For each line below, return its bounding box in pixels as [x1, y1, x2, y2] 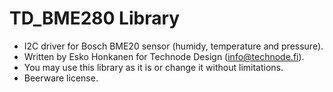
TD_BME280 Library [9, 7, 181, 30]
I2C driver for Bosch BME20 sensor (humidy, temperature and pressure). [23, 40, 324, 52]
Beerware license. [23, 72, 99, 84]
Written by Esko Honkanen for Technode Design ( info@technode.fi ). [23, 50, 305, 62]
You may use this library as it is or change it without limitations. [23, 61, 284, 73]
